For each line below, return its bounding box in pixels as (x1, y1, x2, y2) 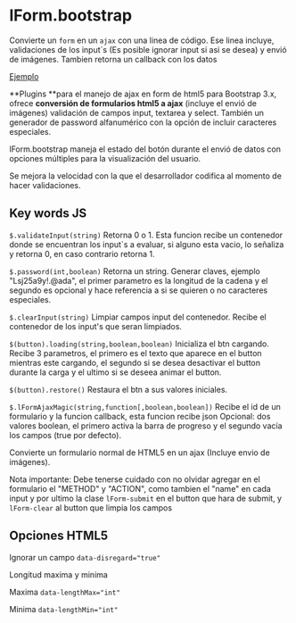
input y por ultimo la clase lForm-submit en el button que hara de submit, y (9, 493, 283, 503)
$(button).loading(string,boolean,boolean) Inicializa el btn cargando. (9, 338, 270, 349)
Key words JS (9, 206, 87, 221)
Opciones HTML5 (9, 528, 109, 544)
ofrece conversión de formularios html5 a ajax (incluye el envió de (9, 97, 257, 108)
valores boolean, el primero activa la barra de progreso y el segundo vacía (9, 420, 283, 431)
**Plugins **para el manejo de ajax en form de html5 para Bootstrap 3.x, (9, 88, 277, 99)
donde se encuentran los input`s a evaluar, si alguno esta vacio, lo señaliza (9, 238, 284, 250)
